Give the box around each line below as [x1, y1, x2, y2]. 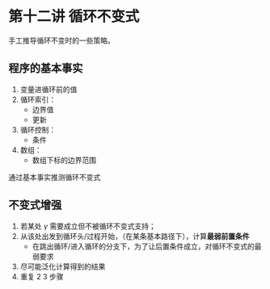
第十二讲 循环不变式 [8, 7, 140, 26]
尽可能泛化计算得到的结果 [19, 262, 106, 271]
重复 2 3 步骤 [19, 271, 64, 281]
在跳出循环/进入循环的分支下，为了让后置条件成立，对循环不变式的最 [32, 241, 262, 251]
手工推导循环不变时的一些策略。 [8, 36, 115, 45]
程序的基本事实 [8, 61, 83, 75]
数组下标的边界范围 [32, 155, 97, 165]
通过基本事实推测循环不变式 [8, 172, 101, 182]
